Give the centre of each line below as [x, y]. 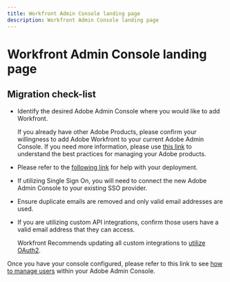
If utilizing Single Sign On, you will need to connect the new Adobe [112, 180]
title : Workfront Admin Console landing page [74, 13]
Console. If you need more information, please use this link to [104, 147]
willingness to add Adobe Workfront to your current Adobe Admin [111, 139]
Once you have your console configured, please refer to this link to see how [115, 263]
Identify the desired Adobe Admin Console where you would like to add [118, 111]
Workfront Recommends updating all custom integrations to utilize [111, 243]
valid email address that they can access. [76, 229]
